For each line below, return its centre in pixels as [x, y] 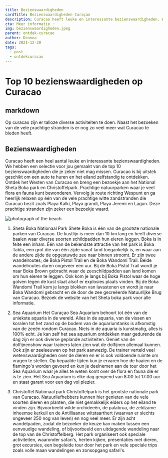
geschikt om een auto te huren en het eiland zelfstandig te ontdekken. [77, 177]
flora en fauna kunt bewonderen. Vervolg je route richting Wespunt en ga [80, 193]
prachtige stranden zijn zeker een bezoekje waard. [57, 209]
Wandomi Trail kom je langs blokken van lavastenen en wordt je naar [83, 287]
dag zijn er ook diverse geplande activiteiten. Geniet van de [73, 340]
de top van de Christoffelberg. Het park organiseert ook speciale [79, 434]
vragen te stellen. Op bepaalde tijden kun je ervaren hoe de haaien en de [87, 361]
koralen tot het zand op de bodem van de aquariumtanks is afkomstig [84, 324]
